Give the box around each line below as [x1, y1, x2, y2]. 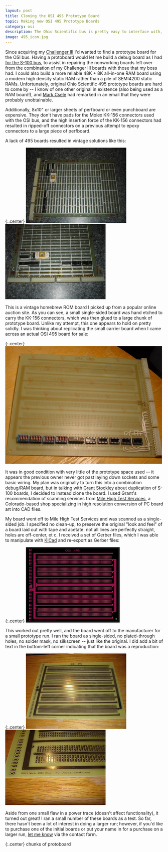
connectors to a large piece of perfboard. [5, 128, 91, 134]
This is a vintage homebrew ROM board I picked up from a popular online [5, 304, 156, 310]
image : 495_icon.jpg [5, 35, 49, 40]
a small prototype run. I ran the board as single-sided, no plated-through [5, 633, 155, 639]
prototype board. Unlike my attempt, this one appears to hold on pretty [5, 320, 151, 326]
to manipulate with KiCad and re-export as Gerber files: [5, 537, 120, 543]
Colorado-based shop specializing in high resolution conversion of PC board [5, 501, 163, 507]
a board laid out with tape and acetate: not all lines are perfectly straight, [5, 527, 155, 532]
